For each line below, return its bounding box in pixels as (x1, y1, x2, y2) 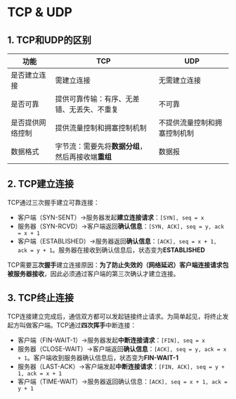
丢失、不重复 (76, 105, 119, 114)
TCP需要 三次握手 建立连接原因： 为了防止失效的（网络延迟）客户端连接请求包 (7, 260, 229, 269)
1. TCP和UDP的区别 (7, 34, 92, 46)
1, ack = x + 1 (17, 370, 63, 377)
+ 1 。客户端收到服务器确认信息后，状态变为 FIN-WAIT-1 (17, 353, 179, 362)
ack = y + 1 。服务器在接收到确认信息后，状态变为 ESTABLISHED (17, 246, 206, 254)
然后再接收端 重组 (55, 152, 112, 162)
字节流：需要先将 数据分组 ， (55, 141, 147, 151)
